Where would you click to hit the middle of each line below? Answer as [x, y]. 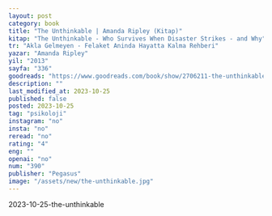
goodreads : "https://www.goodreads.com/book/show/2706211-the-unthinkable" [139, 76]
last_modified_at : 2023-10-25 [59, 91]
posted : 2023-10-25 [41, 106]
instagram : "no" [36, 121]
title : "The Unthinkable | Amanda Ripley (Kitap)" [96, 31]
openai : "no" [30, 159]
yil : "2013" [28, 61]
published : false [38, 99]
